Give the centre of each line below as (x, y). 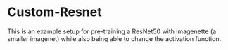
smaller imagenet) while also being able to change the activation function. (114, 38)
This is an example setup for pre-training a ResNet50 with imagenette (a (112, 31)
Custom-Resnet (55, 12)
